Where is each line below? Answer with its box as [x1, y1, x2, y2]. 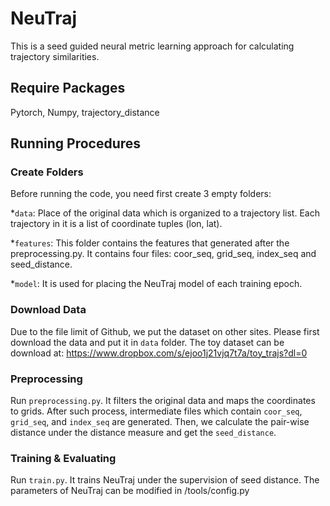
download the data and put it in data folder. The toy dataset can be [10, 336, 285, 348]
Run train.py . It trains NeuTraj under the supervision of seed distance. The [10, 474, 320, 486]
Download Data [10, 303, 87, 317]
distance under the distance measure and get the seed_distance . [10, 427, 277, 439]
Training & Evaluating [10, 451, 117, 465]
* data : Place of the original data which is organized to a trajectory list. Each [10, 207, 320, 219]
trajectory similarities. [10, 50, 100, 62]
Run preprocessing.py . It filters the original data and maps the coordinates [10, 395, 316, 407]
